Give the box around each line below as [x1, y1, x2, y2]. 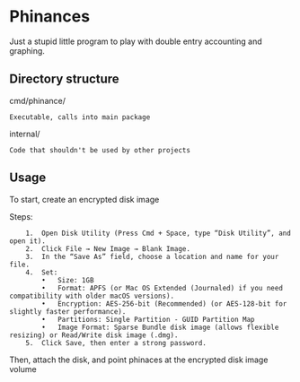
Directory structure [9, 72, 119, 87]
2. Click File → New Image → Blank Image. [25, 244, 191, 253]
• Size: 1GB [41, 275, 94, 284]
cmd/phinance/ [9, 95, 66, 106]
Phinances [9, 6, 91, 27]
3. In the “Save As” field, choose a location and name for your [25, 252, 279, 261]
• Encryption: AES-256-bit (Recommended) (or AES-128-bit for [41, 299, 287, 308]
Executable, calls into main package [9, 112, 151, 122]
